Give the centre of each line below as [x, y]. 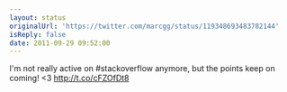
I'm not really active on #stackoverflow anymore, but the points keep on [143, 69]
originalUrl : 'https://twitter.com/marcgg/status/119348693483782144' [144, 26]
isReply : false [38, 34]
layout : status [38, 18]
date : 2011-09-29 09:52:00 [60, 43]
